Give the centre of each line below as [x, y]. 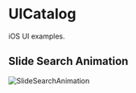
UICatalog [42, 14]
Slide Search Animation [68, 61]
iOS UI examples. [37, 36]
